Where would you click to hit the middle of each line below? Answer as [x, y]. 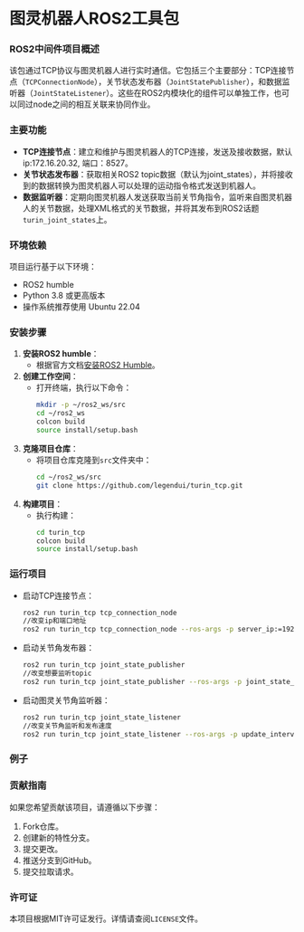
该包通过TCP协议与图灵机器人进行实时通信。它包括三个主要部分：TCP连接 [148, 71]
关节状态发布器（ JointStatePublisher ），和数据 [194, 81]
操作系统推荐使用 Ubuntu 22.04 [81, 307]
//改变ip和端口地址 [54, 621]
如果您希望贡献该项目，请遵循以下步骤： [85, 807]
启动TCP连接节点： [58, 595]
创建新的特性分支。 [58, 837]
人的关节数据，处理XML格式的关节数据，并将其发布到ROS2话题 [141, 208]
